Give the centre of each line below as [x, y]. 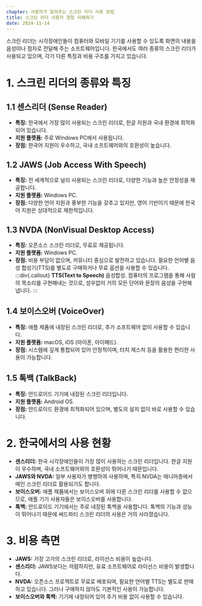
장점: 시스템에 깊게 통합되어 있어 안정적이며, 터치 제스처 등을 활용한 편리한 [102, 350]
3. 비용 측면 [33, 540]
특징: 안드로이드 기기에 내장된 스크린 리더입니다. [71, 394]
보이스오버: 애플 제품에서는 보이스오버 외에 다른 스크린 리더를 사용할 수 [98, 491]
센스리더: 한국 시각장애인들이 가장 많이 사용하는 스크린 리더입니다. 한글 [98, 461]
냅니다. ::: [26, 290]
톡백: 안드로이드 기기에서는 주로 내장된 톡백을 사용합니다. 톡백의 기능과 [98, 506]
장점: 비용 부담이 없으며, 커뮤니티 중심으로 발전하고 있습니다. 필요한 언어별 [102, 260]
